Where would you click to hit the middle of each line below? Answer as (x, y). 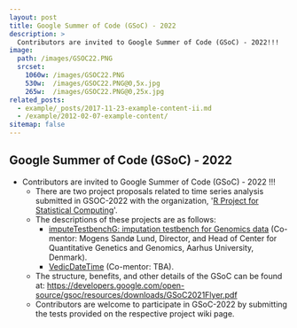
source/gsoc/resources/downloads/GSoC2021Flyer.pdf (136, 294)
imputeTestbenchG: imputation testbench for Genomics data (159, 229)
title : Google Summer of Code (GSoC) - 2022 (93, 26)
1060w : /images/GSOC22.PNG (75, 75)
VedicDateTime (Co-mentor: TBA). (111, 266)
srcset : (31, 67)
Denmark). (68, 257)
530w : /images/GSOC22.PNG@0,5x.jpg (93, 83)
